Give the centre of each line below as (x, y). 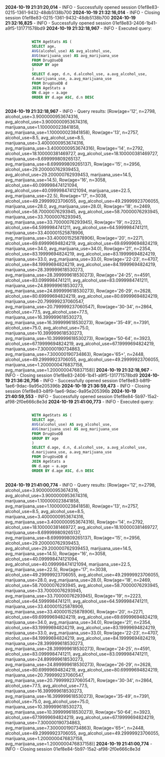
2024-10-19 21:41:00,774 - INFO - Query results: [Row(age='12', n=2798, (81, 485)
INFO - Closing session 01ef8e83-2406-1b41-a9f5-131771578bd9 (72, 375)
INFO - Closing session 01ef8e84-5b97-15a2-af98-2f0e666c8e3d (73, 749)
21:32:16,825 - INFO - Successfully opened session (58, 23)
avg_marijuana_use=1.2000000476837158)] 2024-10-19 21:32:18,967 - (79, 370)
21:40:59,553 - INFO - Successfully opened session (59, 397)
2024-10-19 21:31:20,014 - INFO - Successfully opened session (71, 7)
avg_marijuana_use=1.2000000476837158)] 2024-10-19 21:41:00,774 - (79, 744)
